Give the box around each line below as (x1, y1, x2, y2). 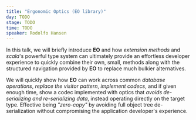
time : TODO (6, 25, 33, 31)
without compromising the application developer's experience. (36, 108, 188, 115)
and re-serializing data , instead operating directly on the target (32, 95, 185, 102)
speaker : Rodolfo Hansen (6, 30, 67, 36)
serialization (6, 108, 36, 115)
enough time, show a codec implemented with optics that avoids (6, 89, 163, 96)
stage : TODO (6, 19, 35, 25)
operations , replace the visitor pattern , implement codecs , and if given (6, 83, 177, 90)
